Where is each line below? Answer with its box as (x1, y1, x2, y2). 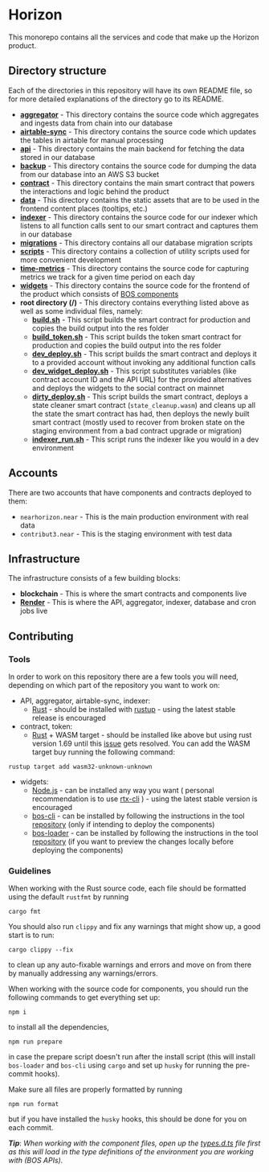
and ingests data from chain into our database (19, 118, 173, 128)
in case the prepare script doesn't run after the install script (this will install (8, 1052, 255, 1062)
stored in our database (19, 152, 96, 162)
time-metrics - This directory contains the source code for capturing (19, 263, 249, 273)
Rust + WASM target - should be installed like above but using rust (31, 730, 252, 740)
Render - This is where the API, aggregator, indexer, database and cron (19, 598, 257, 607)
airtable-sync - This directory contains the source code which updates (19, 126, 257, 136)
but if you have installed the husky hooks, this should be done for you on (8, 1114, 247, 1124)
